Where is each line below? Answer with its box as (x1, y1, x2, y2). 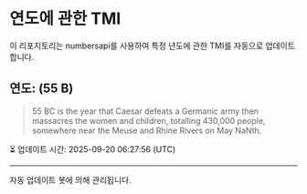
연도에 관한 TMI (9, 8, 122, 29)
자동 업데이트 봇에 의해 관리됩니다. (9, 174, 132, 185)
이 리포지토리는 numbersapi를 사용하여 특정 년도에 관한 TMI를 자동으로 (9, 40, 264, 51)
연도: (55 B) (9, 81, 74, 97)
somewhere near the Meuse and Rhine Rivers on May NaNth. (31, 125, 262, 136)
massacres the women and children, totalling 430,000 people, (31, 115, 266, 126)
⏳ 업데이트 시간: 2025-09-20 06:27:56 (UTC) (9, 143, 176, 155)
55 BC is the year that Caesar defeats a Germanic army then (31, 106, 259, 117)
